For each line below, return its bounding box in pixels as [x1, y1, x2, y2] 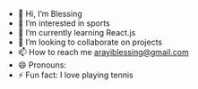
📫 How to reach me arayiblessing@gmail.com [17, 47, 190, 57]
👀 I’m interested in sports [17, 18, 110, 28]
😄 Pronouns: [17, 60, 67, 70]
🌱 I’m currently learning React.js [17, 28, 136, 37]
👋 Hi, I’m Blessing [17, 9, 82, 19]
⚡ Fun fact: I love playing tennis [17, 69, 133, 80]
